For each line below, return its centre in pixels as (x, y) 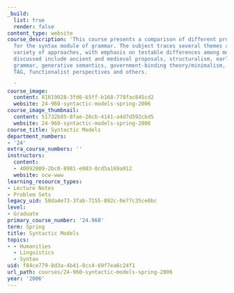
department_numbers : (37, 136)
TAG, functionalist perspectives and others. (81, 72)
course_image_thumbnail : (43, 111)
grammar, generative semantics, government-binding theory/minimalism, (120, 65)
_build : (18, 14)
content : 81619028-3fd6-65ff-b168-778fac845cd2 (84, 97)
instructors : (26, 156)
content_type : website (40, 33)
